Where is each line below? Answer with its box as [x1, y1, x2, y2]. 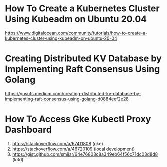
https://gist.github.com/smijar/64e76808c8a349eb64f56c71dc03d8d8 [12, 151, 158, 157]
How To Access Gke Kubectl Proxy [5, 113, 151, 125]
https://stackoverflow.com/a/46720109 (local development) [12, 146, 135, 152]
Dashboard [5, 124, 52, 135]
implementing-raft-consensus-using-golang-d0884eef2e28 [5, 96, 129, 102]
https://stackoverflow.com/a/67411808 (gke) [12, 140, 103, 146]
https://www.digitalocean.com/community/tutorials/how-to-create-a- [5, 30, 148, 36]
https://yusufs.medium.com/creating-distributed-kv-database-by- [5, 90, 141, 96]
